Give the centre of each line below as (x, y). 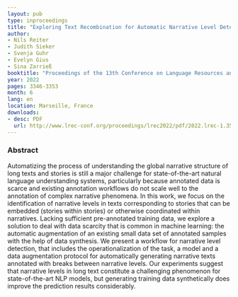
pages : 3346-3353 (33, 86)
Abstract (23, 151)
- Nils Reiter (28, 40)
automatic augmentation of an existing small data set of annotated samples (117, 233)
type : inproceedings (38, 21)
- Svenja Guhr (28, 54)
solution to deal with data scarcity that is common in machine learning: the (116, 226)
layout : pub (25, 14)
